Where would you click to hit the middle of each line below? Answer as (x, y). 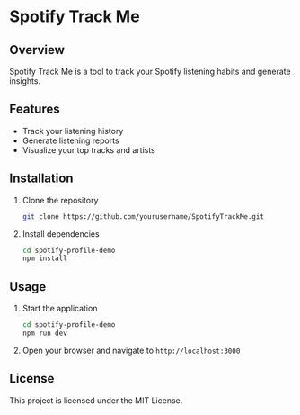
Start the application (60, 309)
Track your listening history (73, 131)
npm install (44, 258)
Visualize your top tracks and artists (88, 149)
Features (35, 109)
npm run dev (44, 333)
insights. (25, 81)
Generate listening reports (71, 140)
